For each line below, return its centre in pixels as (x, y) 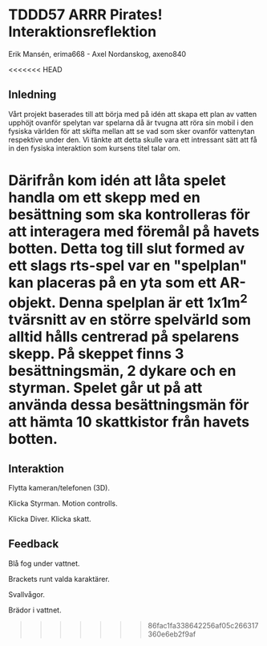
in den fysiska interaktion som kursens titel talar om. (94, 148)
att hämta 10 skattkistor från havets (129, 422)
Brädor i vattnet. (35, 610)
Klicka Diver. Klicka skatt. (50, 519)
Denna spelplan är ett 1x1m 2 (153, 301)
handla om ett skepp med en (104, 197)
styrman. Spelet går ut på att (105, 388)
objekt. (32, 303)
